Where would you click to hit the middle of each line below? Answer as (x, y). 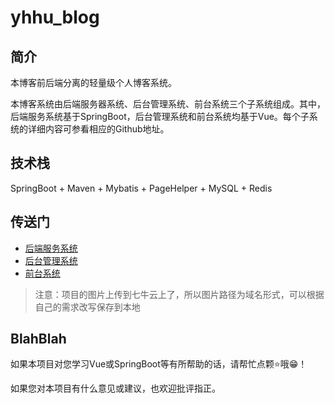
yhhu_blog (55, 17)
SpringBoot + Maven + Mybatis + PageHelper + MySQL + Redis (141, 188)
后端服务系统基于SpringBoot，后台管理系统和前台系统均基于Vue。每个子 (160, 116)
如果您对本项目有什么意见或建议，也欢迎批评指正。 (115, 388)
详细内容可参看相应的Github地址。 (98, 129)
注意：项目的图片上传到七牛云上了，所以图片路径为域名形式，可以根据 (179, 294)
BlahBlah (38, 339)
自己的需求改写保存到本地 (87, 307)
